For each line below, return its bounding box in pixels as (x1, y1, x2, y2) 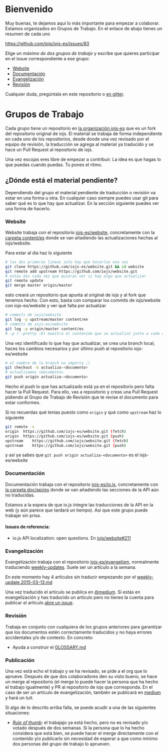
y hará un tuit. (5, 694, 34, 701)
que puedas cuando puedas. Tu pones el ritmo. (5, 162, 102, 168)
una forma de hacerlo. (5, 205, 51, 211)
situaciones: (5, 709, 30, 716)
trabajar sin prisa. (5, 512, 41, 518)
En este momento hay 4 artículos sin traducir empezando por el (5, 574, 136, 580)
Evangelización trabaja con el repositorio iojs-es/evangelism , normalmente (5, 559, 159, 565)
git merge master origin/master (5, 283, 72, 288)
